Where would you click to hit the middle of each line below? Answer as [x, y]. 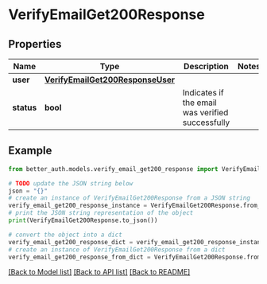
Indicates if [203, 93]
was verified [205, 113]
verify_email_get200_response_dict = [71, 242]
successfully [206, 123]
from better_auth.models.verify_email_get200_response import [113, 169]
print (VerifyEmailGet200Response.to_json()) [83, 220]
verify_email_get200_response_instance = [78, 206]
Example [30, 151]
